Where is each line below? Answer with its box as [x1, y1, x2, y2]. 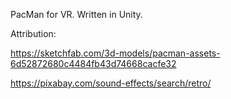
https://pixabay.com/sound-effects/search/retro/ [10, 77, 212, 89]
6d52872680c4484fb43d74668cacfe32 [10, 58, 177, 69]
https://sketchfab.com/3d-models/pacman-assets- [10, 47, 221, 59]
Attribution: [10, 28, 57, 39]
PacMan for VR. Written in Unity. [10, 9, 143, 20]
